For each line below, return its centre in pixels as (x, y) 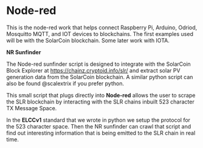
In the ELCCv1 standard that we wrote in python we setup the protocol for (98, 120)
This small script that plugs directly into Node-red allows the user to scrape (101, 95)
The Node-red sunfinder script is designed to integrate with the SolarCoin (99, 64)
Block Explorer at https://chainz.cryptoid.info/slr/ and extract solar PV (93, 70)
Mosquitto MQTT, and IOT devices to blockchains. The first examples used (100, 33)
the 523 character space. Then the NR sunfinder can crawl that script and (99, 126)
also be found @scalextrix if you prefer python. (65, 83)
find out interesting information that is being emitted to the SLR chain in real (101, 133)
